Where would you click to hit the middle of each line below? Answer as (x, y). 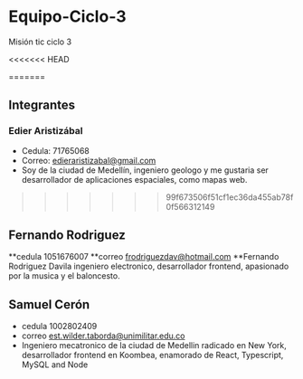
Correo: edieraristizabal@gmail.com (89, 160)
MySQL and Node (55, 365)
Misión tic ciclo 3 (40, 42)
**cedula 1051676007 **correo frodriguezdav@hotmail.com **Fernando (144, 257)
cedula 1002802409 (59, 327)
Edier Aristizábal (46, 131)
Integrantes (42, 105)
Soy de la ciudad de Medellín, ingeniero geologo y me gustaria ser (145, 170)
